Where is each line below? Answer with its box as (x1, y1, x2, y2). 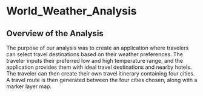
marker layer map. (6, 83, 52, 90)
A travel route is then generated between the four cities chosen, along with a (6, 77, 198, 83)
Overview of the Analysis (6, 28, 104, 39)
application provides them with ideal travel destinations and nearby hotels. (6, 63, 192, 71)
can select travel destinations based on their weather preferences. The (6, 51, 184, 58)
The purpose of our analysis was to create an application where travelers (6, 44, 189, 51)
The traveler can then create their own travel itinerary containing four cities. (6, 70, 195, 77)
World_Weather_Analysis (6, 4, 138, 18)
